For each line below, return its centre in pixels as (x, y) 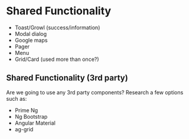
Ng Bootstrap (31, 116)
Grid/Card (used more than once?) (57, 59)
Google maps (31, 40)
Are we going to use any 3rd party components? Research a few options (95, 92)
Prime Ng (26, 110)
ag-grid (24, 129)
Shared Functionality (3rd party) (67, 78)
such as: (17, 98)
